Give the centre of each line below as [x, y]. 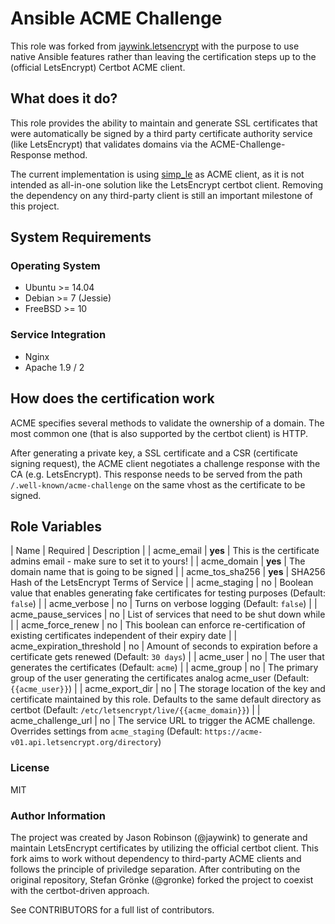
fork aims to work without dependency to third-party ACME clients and [156, 858]
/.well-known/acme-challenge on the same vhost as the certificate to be [158, 484]
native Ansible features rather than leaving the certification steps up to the [163, 56]
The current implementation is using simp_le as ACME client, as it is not [157, 174]
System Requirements [81, 237]
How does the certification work [112, 398]
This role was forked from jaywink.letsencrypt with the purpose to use [155, 46]
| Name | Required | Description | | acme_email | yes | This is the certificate [165, 551]
